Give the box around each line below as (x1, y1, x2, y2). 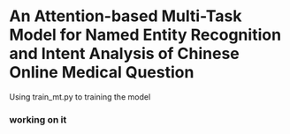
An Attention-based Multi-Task (9, 6, 242, 26)
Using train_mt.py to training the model (9, 91, 151, 102)
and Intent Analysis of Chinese (9, 44, 240, 63)
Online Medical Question (9, 63, 195, 83)
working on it (9, 113, 67, 125)
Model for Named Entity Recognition (9, 25, 281, 45)
